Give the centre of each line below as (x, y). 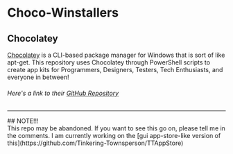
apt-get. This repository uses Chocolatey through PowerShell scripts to (109, 62)
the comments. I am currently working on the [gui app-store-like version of (114, 136)
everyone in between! (38, 77)
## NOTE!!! (23, 121)
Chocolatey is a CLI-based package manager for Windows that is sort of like (116, 55)
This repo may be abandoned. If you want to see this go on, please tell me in (116, 128)
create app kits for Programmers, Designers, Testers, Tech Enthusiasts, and (115, 70)
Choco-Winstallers (63, 13)
